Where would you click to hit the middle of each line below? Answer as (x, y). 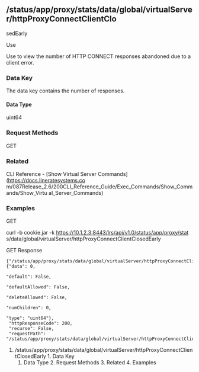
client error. (20, 62)
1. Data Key (61, 356)
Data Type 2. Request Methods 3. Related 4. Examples (90, 363)
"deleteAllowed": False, (37, 298)
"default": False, (29, 277)
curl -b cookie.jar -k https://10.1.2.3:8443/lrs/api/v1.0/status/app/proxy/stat (97, 233)
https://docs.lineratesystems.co (47, 180)
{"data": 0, (21, 267)
